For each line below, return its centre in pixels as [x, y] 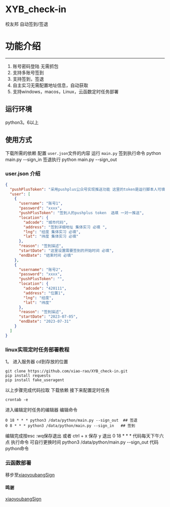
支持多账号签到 [28, 73]
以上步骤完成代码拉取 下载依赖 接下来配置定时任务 [57, 390]
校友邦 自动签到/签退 [27, 24]
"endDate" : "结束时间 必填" [46, 255]
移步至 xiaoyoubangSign [30, 475]
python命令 [17, 448]
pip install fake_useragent [35, 380]
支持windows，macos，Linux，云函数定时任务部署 [66, 91]
